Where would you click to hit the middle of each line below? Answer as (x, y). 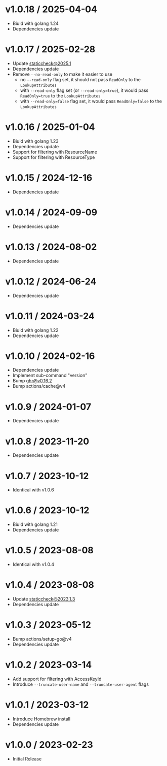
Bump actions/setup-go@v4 (42, 639)
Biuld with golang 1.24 (36, 23)
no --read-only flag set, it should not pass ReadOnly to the (80, 79)
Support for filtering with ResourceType (54, 157)
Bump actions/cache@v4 (39, 386)
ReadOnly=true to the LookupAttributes (60, 95)
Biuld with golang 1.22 (36, 330)
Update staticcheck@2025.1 (42, 63)
